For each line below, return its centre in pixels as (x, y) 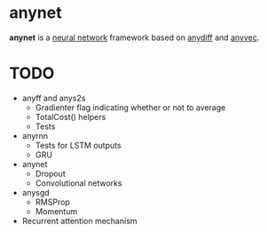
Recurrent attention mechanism (79, 221)
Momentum (56, 211)
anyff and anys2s (54, 98)
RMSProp (53, 202)
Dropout (50, 173)
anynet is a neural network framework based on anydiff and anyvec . (134, 37)
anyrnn (35, 135)
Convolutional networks (79, 183)
